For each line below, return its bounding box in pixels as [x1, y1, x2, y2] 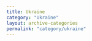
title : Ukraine [6, 8, 45, 15]
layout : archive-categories [6, 20, 79, 26]
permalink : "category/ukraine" [6, 25, 86, 32]
